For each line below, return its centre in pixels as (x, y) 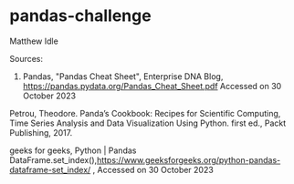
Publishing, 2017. (41, 132)
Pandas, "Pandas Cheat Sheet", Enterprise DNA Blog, (123, 76)
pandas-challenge (81, 16)
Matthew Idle (34, 41)
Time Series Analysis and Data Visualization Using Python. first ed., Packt (148, 123)
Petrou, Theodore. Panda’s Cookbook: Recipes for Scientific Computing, (145, 113)
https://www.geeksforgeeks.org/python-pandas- (189, 159)
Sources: (26, 58)
